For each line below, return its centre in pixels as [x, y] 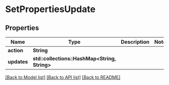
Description [135, 42]
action [16, 50]
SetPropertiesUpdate [50, 9]
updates [18, 62]
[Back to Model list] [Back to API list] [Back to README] [63, 77]
